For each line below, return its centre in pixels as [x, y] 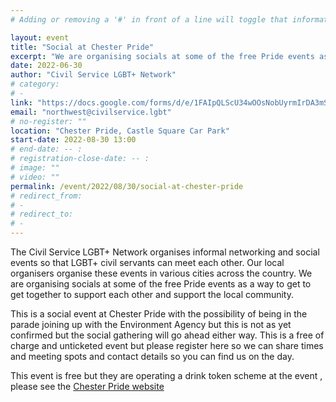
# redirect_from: [46, 196]
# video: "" [35, 177]
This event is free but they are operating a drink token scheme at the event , [166, 375]
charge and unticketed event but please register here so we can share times [167, 345]
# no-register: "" [48, 121]
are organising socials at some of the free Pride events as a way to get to [161, 284]
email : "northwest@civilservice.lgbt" [91, 112]
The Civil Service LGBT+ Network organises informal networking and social [165, 252]
